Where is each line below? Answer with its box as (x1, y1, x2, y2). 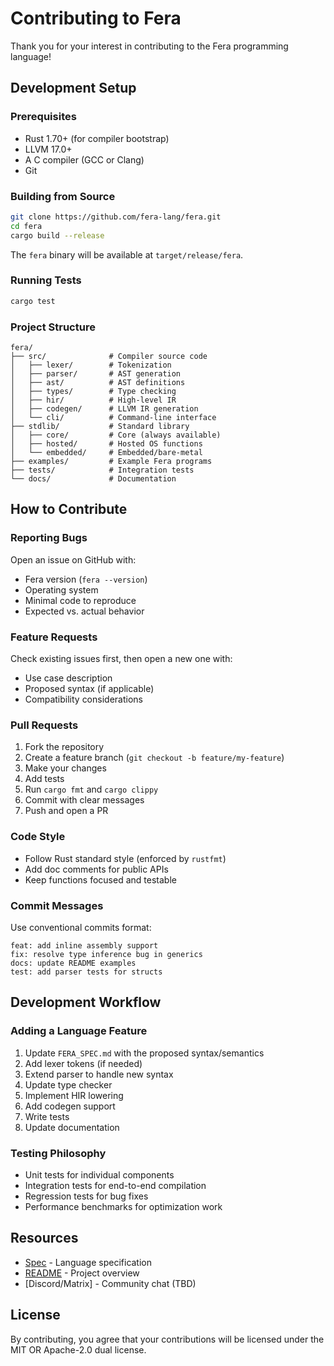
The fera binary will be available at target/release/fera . (10, 248, 244, 261)
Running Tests (10, 273, 82, 287)
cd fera (10, 221, 43, 231)
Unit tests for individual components (24, 1168, 175, 1181)
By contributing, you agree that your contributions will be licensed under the (10, 1333, 325, 1345)
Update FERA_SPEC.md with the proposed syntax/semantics (24, 1047, 265, 1059)
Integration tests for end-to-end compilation (24, 1179, 207, 1191)
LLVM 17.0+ (24, 143, 73, 155)
